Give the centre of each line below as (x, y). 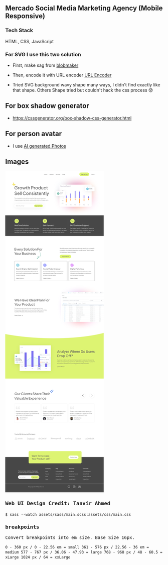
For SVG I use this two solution (43, 54)
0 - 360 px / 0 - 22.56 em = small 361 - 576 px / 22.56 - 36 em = (77, 547)
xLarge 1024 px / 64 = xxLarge (38, 557)
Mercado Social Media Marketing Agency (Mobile (84, 8)
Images (17, 162)
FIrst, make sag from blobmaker (45, 65)
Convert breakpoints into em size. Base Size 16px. (70, 538)
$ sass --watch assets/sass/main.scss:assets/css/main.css (68, 514)
